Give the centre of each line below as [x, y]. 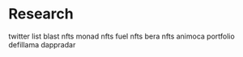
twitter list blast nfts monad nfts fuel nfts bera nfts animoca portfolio [122, 36]
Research [41, 14]
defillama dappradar [42, 44]
